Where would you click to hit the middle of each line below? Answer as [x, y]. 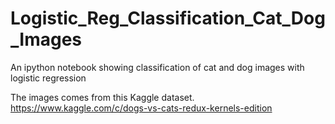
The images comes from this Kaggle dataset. [102, 97]
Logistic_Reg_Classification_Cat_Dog [168, 18]
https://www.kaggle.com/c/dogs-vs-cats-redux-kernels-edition [141, 108]
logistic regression [48, 78]
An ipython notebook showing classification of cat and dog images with [157, 67]
